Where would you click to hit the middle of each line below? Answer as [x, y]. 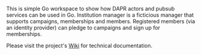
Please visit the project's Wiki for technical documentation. [79, 45]
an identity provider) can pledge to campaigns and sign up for [83, 27]
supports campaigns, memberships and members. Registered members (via [101, 21]
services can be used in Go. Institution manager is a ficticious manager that [100, 15]
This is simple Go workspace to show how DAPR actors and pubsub [91, 9]
